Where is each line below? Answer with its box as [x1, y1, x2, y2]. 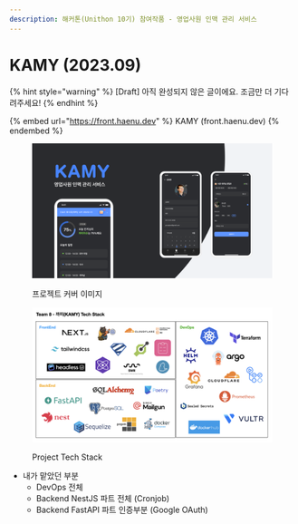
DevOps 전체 [35, 481, 83, 492]
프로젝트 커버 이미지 [32, 288, 102, 299]
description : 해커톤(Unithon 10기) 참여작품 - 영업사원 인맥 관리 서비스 [9, 15, 257, 24]
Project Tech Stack [32, 451, 102, 462]
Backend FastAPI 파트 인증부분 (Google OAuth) [35, 504, 208, 515]
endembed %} [9, 125, 63, 136]
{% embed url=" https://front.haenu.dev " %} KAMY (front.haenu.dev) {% [9, 115, 280, 126]
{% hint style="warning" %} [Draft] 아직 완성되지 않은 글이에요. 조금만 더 [9, 86, 273, 97]
